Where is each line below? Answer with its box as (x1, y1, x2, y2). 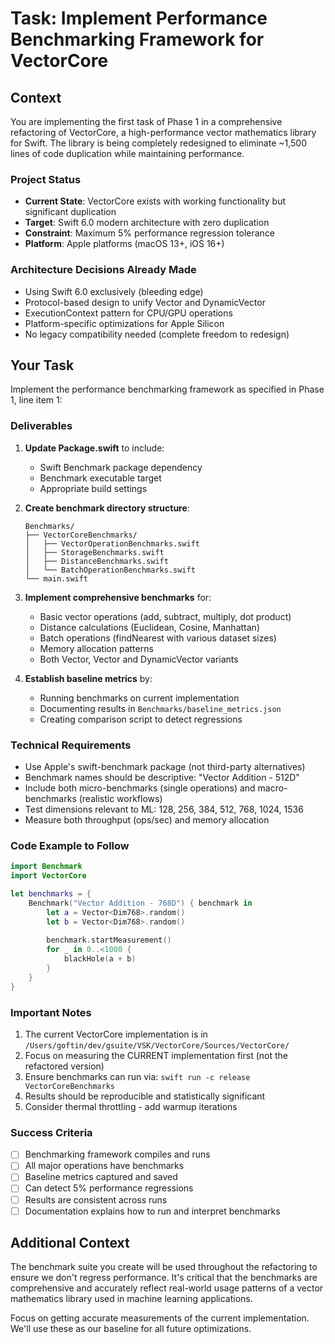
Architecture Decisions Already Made (10, 263, 197, 277)
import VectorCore (10, 871, 87, 881)
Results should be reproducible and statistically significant (24, 1090, 266, 1102)
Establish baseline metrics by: (24, 672, 153, 684)
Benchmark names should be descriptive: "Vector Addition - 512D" (24, 772, 300, 783)
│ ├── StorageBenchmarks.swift (24, 547, 165, 557)
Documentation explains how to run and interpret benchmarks (24, 1205, 281, 1217)
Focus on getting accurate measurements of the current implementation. (10, 1312, 310, 1324)
